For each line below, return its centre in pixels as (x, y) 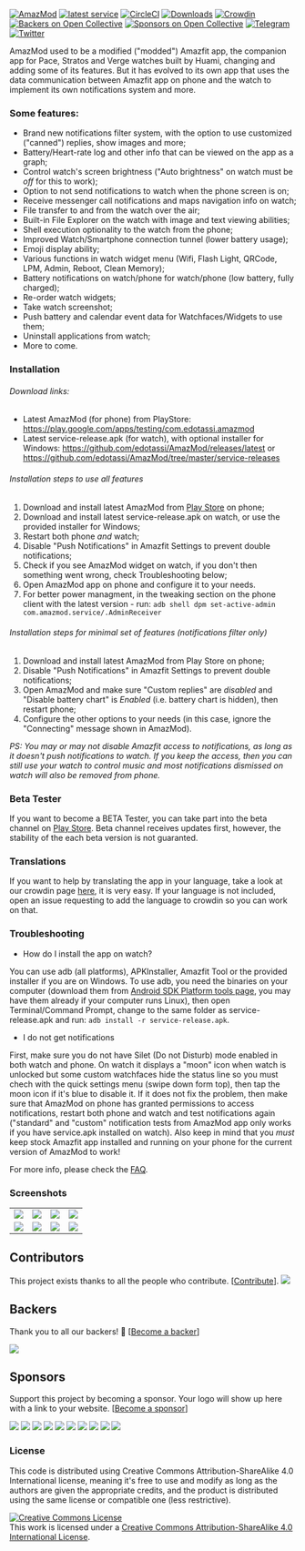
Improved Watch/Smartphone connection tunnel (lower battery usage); (155, 239)
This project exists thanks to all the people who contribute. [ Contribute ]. (144, 1281)
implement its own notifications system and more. (103, 90)
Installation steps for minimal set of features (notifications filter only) (138, 633)
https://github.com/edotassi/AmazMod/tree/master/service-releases (151, 458)
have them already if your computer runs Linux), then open (120, 1000)
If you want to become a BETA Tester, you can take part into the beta (138, 818)
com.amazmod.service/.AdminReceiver (92, 613)
